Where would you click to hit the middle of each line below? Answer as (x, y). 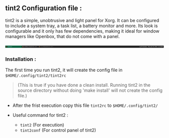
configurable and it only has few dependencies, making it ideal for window (82, 31)
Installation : (21, 59)
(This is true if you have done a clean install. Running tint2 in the (84, 85)
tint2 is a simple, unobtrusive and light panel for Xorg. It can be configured (82, 20)
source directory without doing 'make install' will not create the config (90, 90)
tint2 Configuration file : (44, 8)
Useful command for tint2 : (40, 115)
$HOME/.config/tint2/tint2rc (36, 76)
